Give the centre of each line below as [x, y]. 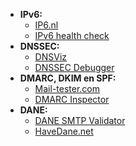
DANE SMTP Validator [80, 120]
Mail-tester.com [67, 88]
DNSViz [51, 57]
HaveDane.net [64, 131]
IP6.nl [46, 25]
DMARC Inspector [72, 99]
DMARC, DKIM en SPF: [68, 78]
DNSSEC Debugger [74, 67]
